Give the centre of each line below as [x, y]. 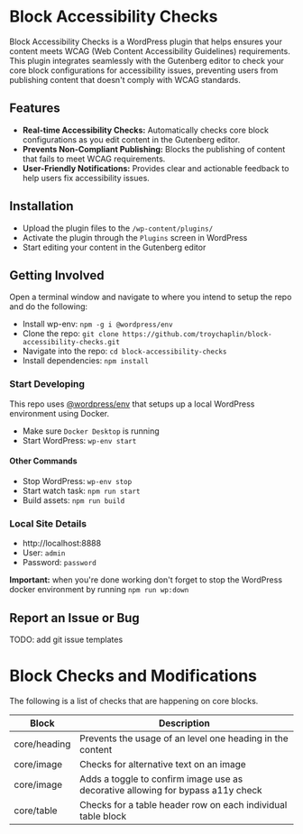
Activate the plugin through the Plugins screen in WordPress [135, 237]
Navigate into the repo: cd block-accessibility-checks [124, 351]
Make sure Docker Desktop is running [91, 431]
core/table [36, 811]
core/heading [42, 744]
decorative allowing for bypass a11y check [171, 790]
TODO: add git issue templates [66, 639]
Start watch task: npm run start [81, 490]
